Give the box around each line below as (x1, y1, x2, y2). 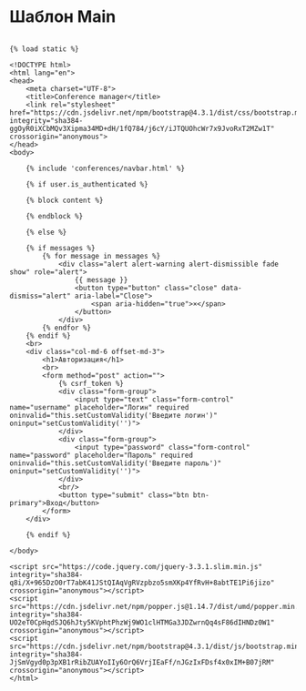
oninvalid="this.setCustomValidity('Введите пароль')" (9, 458, 222, 468)
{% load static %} (9, 44, 79, 54)
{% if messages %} (25, 243, 96, 252)
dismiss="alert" (9, 291, 71, 300)
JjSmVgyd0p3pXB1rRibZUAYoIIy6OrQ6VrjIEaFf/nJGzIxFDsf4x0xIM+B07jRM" (9, 657, 275, 666)
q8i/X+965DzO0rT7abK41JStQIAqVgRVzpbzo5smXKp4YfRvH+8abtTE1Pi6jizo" (9, 578, 275, 587)
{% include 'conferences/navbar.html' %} (25, 164, 185, 173)
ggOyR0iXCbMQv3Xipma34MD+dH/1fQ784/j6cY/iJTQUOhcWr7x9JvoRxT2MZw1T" (9, 124, 275, 133)
